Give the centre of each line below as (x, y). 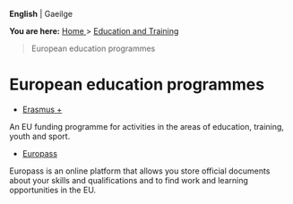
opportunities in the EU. (53, 190)
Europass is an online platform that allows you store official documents (140, 171)
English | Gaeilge (41, 14)
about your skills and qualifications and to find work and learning (129, 180)
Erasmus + (42, 109)
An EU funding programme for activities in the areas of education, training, (147, 126)
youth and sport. (40, 136)
